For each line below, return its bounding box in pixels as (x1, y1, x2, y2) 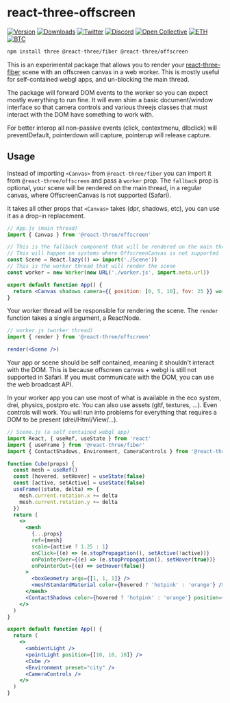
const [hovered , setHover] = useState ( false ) (13, 473, 146, 480)
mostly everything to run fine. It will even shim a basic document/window (7, 95, 214, 104)
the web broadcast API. (7, 380, 73, 389)
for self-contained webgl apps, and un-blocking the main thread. (7, 75, 190, 83)
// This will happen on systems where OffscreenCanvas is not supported (7, 250, 219, 257)
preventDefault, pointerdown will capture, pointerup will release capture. (7, 130, 212, 139)
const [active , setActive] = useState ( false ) (13, 479, 146, 487)
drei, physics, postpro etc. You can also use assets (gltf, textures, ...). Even (7, 401, 218, 409)
